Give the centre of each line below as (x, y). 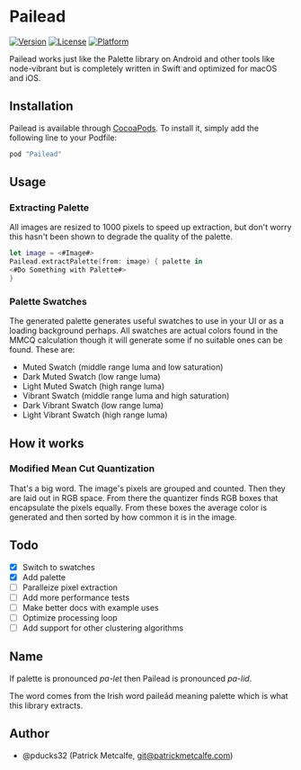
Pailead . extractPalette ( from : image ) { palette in (106, 262)
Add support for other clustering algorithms (103, 628)
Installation (41, 107)
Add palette (44, 577)
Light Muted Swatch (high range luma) (93, 386)
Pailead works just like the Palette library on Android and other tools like (142, 58)
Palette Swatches (48, 301)
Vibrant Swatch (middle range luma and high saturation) (126, 396)
